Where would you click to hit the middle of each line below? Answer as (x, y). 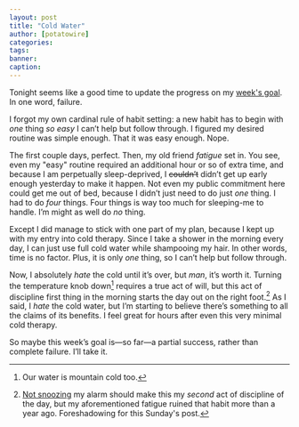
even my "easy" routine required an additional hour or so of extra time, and (146, 165)
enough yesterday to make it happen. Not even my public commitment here (147, 183)
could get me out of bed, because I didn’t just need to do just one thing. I (142, 193)
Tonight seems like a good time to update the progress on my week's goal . (146, 92)
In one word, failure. (46, 101)
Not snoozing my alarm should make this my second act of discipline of (153, 395)
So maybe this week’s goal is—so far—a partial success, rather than (134, 342)
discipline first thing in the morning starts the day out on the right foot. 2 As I (148, 296)
